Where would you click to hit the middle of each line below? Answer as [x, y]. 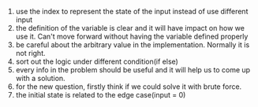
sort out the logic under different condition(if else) [97, 61]
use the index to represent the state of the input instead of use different [132, 11]
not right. [30, 53]
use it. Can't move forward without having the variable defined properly [132, 36]
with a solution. [40, 78]
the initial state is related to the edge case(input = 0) [101, 95]
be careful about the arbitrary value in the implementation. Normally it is [133, 45]
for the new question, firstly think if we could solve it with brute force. [129, 87]
